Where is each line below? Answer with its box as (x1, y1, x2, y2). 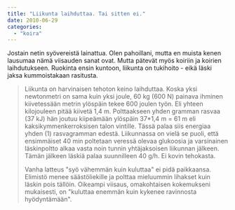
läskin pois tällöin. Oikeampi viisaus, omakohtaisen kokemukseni (24, 180, 211, 189)
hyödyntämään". (24, 195, 72, 204)
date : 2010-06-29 (7, 17, 58, 24)
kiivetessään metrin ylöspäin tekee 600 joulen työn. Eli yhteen (24, 99, 203, 108)
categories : (7, 23, 42, 30)
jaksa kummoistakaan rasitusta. (7, 71, 98, 80)
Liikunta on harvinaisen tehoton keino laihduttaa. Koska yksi (24, 85, 198, 93)
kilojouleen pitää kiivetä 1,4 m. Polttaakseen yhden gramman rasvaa (24, 107, 221, 115)
